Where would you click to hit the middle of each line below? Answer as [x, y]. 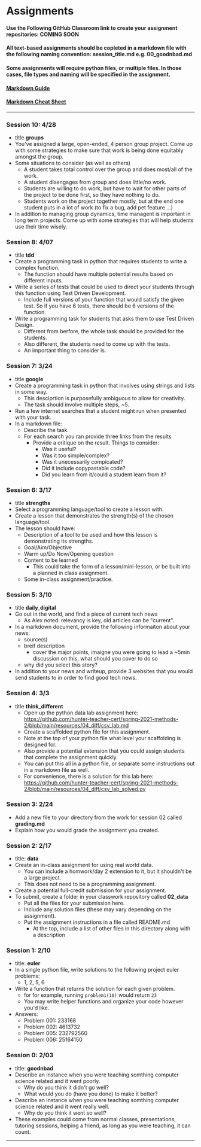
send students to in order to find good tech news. [76, 678]
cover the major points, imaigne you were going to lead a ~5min [111, 652]
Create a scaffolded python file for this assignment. [87, 732]
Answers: [27, 1014]
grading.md [30, 823]
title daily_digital [35, 608]
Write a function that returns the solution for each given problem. [95, 989]
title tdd [25, 255]
